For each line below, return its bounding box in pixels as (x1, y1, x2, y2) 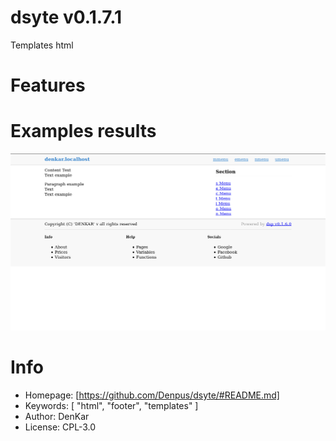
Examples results (10, 120, 157, 143)
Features (10, 74, 86, 97)
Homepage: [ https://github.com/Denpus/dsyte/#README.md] (24, 389, 280, 401)
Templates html (10, 39, 74, 51)
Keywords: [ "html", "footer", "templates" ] (24, 400, 199, 411)
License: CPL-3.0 (24, 421, 97, 433)
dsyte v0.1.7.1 (10, 6, 123, 29)
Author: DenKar (24, 411, 90, 422)
